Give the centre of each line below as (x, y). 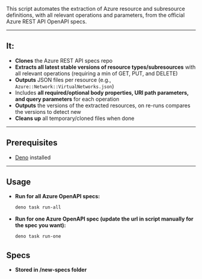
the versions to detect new (48, 111)
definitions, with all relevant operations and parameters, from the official (96, 15)
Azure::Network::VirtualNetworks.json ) (64, 86)
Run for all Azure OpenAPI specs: (57, 196)
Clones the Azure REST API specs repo (64, 60)
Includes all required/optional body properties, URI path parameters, (102, 92)
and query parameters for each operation (67, 99)
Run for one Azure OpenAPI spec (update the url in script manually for (104, 219)
